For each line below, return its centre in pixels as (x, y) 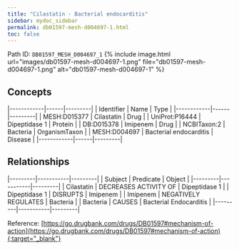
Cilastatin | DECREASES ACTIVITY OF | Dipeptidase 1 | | (148, 186)
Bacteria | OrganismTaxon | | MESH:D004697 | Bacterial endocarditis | (111, 132)
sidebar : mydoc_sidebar (43, 21)
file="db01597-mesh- (174, 62)
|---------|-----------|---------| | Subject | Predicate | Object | (98, 179)
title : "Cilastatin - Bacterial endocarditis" (78, 14)
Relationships (39, 162)
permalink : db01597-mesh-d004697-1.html (68, 27)
